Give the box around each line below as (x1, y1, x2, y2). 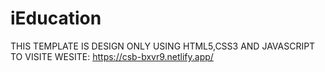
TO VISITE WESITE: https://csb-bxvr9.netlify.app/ (10, 50, 214, 62)
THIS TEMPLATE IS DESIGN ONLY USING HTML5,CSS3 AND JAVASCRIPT (10, 40, 316, 52)
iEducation (10, 7, 102, 30)
